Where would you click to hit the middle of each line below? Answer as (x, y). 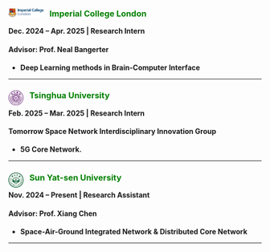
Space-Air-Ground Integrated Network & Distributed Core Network (133, 231)
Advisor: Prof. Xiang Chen (53, 213)
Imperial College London (98, 14)
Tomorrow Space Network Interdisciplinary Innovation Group (112, 132)
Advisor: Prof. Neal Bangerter (59, 49)
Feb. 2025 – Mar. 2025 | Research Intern (77, 113)
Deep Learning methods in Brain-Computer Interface (110, 67)
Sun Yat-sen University (76, 177)
